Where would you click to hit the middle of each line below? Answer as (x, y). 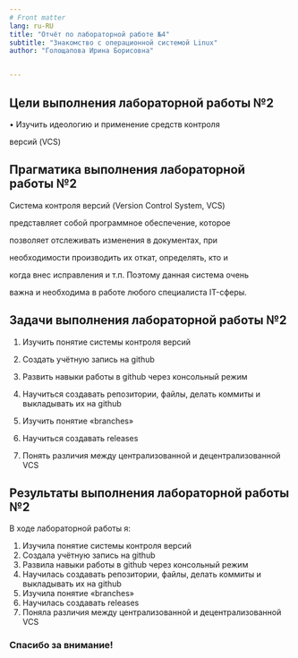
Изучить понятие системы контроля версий (106, 342)
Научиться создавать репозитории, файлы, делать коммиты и (141, 394)
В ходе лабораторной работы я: (70, 528)
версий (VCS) (35, 141)
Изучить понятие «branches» (78, 421)
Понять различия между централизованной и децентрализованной (151, 455)
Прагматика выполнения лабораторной (128, 170)
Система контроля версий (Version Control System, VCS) (117, 205)
